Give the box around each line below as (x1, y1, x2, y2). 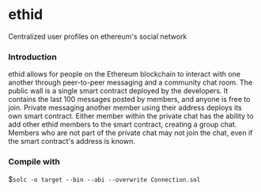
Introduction (8, 51, 57, 62)
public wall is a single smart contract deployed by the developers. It (8, 86, 229, 96)
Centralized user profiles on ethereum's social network (8, 32, 187, 41)
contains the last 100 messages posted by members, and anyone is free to (8, 95, 251, 104)
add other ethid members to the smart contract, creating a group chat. (8, 120, 237, 130)
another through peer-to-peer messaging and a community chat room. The (8, 77, 253, 88)
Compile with (8, 156, 61, 168)
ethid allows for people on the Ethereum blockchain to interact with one (8, 70, 241, 79)
